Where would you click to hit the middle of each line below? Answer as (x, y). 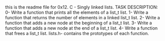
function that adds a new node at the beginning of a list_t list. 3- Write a (79, 23)
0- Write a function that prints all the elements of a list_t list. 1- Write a (77, 12)
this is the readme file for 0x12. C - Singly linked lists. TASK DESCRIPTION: (82, 7)
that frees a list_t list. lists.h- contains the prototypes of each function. (77, 33)
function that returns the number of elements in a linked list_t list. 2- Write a (83, 18)
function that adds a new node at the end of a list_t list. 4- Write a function (82, 28)
